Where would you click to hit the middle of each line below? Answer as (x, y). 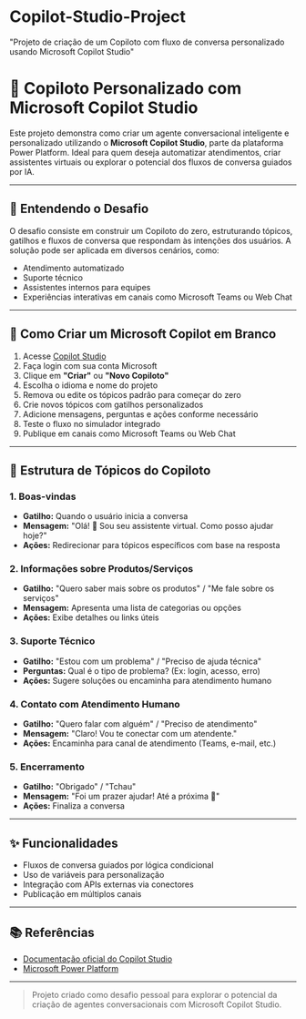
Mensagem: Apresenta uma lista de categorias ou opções (132, 608)
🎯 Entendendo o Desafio (79, 209)
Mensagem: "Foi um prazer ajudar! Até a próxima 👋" (121, 796)
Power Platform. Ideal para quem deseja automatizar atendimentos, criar (145, 152)
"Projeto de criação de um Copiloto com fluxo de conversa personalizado (147, 42)
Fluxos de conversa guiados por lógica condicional (118, 865)
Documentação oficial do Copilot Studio (97, 959)
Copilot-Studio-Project (98, 17)
